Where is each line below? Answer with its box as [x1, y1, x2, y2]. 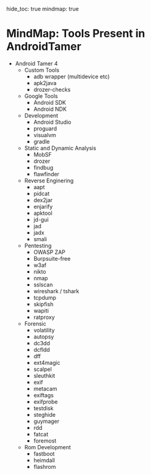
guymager [33, 417, 60, 425]
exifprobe [33, 398, 58, 405]
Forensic [24, 320, 46, 327]
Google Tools [24, 92, 58, 100]
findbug [33, 163, 54, 171]
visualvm [33, 131, 56, 138]
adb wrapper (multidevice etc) [33, 73, 110, 80]
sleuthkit [33, 372, 56, 379]
